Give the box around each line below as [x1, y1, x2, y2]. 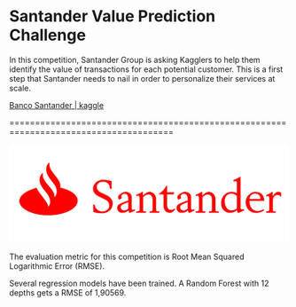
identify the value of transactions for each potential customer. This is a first [9, 64, 284, 75]
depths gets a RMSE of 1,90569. [9, 287, 127, 298]
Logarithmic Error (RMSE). [9, 260, 105, 272]
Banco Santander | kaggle [9, 99, 105, 110]
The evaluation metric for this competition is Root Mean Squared [9, 251, 245, 262]
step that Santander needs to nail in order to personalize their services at [9, 73, 276, 83]
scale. [9, 83, 31, 93]
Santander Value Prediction [9, 6, 215, 27]
